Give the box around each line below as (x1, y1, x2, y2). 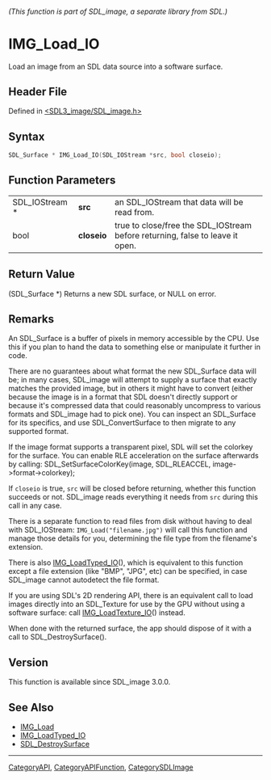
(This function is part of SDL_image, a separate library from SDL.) (8, 6, 228, 16)
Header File (8, 85, 68, 99)
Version (8, 656, 48, 669)
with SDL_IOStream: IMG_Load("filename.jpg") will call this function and (8, 525, 248, 535)
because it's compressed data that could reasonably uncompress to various (8, 401, 261, 411)
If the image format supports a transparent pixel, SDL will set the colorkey (8, 442, 253, 452)
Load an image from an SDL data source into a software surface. (8, 61, 223, 71)
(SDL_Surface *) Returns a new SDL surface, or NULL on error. (8, 289, 217, 298)
